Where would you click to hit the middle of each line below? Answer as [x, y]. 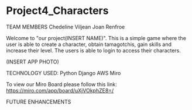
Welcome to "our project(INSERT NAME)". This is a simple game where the [96, 38]
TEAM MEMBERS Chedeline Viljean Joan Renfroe [66, 27]
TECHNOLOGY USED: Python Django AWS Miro [64, 73]
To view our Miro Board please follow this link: [61, 84]
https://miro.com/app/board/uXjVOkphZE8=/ [60, 90]
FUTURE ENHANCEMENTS [39, 102]
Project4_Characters [57, 11]
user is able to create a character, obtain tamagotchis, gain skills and [89, 44]
